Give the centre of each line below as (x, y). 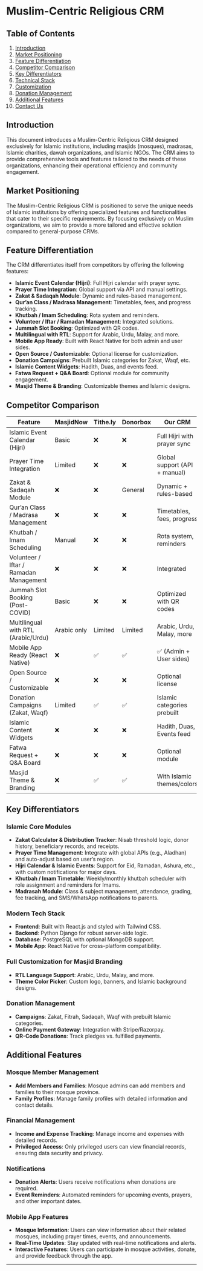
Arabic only (71, 630)
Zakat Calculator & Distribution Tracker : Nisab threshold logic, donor (102, 839)
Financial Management (41, 1121)
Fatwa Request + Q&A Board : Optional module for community (92, 373)
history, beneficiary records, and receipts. (67, 846)
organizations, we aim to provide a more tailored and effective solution (94, 225)
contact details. (34, 1105)
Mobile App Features (37, 1217)
